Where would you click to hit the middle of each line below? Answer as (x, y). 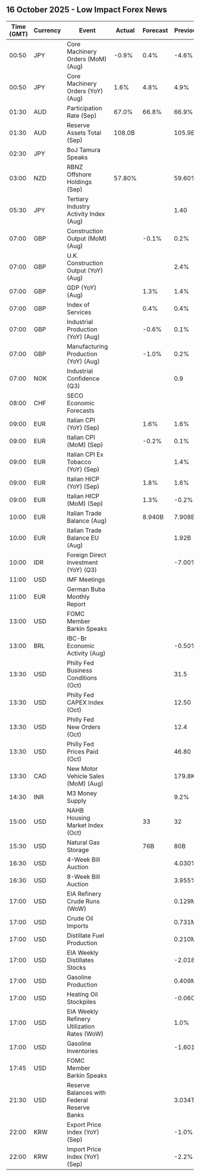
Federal (77, 1100)
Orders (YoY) (85, 91)
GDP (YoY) (82, 287)
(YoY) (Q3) (82, 570)
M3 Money (82, 793)
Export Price (84, 1124)
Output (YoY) (85, 270)
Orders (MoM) (87, 59)
